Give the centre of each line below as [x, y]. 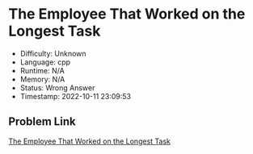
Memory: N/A [42, 79]
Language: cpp [45, 62]
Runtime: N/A [42, 70]
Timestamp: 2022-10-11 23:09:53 [76, 96]
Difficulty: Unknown [53, 53]
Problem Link [42, 122]
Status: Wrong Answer [57, 87]
